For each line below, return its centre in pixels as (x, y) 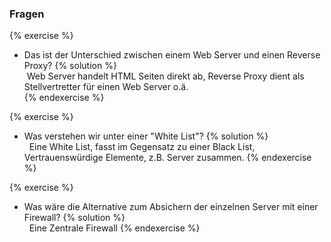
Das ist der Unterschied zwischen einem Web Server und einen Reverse (172, 55)
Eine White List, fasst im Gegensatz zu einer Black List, (142, 147)
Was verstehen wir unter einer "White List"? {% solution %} (146, 136)
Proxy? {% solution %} (70, 66)
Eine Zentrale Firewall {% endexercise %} (114, 228)
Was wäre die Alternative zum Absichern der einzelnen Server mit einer (171, 207)
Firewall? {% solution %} (74, 218)
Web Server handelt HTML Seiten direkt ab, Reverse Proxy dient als (165, 76)
